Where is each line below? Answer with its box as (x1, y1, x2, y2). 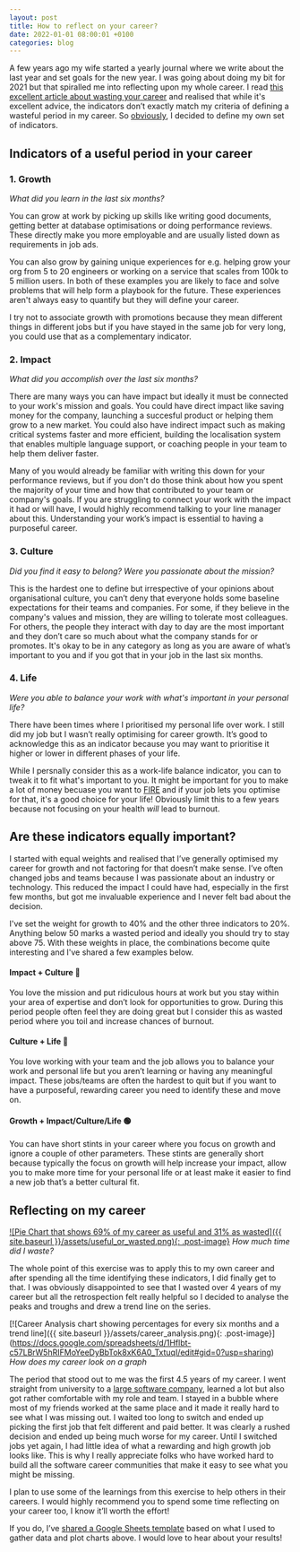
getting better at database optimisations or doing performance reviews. (9, 220, 273, 230)
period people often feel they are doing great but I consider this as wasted (9, 1006, 284, 1017)
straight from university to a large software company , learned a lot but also (9, 1383, 285, 1394)
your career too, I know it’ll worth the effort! (9, 1505, 170, 1516)
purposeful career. (9, 523, 78, 533)
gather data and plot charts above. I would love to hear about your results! (9, 1532, 283, 1543)
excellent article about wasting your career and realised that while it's (9, 91, 266, 102)
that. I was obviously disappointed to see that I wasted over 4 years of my (9, 1282, 282, 1293)
